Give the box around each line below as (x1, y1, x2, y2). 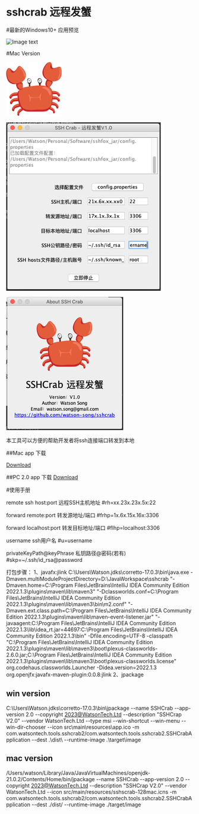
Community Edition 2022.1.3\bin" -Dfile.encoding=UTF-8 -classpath (6, 632, 173, 639)
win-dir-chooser (6, 723, 46, 731)
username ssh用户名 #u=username (6, 537, 93, 544)
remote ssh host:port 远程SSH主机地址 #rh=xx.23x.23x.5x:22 (6, 499, 156, 506)
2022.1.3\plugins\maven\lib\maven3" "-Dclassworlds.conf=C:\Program (6, 588, 179, 595)
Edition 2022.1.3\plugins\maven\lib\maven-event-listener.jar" (6, 613, 154, 620)
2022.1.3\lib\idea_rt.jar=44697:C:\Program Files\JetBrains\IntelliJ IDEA (6, 626, 178, 633)
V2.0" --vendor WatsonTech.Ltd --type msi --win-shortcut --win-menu (6, 717, 180, 724)
